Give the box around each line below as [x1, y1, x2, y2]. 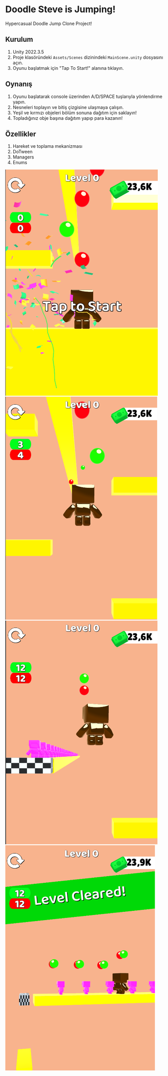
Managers [12, 154, 34, 160]
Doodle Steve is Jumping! [5, 4, 116, 15]
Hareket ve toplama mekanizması [12, 143, 82, 149]
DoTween [12, 149, 33, 155]
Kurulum [5, 35, 34, 44]
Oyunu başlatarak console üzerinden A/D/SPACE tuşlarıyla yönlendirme [12, 93, 163, 99]
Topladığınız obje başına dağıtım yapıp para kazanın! [12, 115, 123, 121]
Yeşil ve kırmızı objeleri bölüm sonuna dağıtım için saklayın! [12, 110, 137, 116]
